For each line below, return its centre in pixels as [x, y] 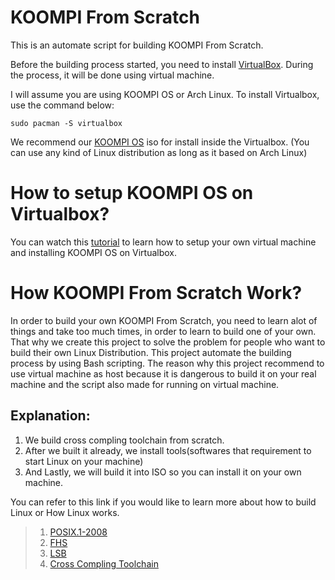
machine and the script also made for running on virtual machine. [145, 384]
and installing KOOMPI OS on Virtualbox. [94, 252]
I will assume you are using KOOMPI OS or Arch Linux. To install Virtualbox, [165, 94]
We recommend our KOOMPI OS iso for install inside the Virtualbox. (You [160, 142]
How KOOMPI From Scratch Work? [156, 293]
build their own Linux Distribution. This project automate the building [151, 352]
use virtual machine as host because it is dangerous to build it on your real [163, 373]
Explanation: [50, 416]
